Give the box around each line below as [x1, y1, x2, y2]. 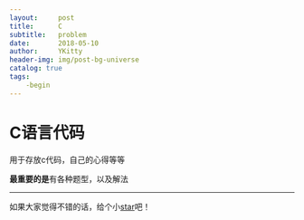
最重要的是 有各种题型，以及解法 [9, 173, 128, 184]
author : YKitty [9, 47, 83, 56]
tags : [9, 72, 30, 81]
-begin [25, 81, 51, 90]
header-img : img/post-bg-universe [9, 55, 140, 64]
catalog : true [9, 64, 63, 73]
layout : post [9, 13, 75, 23]
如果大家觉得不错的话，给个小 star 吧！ [9, 201, 151, 212]
